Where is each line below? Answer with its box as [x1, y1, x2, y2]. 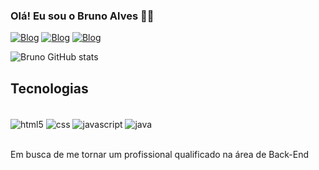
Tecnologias [10, 80, 89, 97]
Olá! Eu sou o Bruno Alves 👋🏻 [10, 9, 155, 23]
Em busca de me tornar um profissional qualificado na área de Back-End [10, 148, 310, 160]
